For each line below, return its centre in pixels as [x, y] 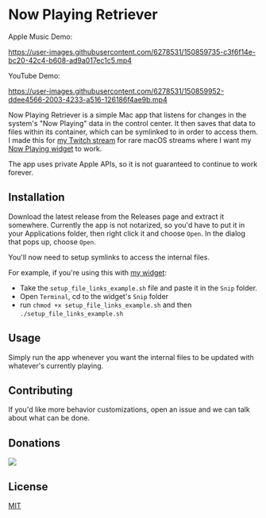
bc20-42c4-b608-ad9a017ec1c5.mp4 [70, 60]
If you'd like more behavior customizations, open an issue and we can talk [129, 409]
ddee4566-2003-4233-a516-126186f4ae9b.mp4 [88, 99]
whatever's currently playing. [56, 366]
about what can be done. [49, 418]
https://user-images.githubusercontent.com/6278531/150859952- [116, 91]
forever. [21, 172]
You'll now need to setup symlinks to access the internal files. [109, 257]
